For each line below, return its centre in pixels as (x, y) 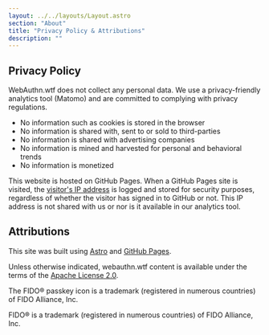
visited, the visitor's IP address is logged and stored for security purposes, (132, 190)
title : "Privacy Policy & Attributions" (77, 31)
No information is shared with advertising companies (107, 140)
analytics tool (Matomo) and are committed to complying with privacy (123, 99)
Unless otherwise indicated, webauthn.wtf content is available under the (128, 267)
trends (31, 157)
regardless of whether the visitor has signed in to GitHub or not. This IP (126, 198)
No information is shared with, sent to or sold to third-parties (120, 131)
